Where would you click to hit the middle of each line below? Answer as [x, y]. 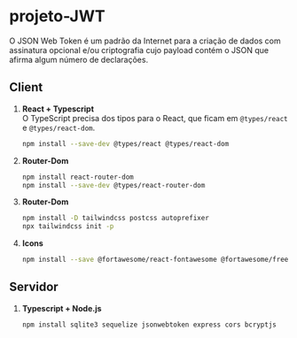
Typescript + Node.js [62, 308]
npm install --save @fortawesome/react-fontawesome [119, 260]
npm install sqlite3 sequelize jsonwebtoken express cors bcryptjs [149, 325]
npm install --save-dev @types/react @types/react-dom [125, 143]
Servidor [34, 287]
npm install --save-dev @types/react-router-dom [113, 185]
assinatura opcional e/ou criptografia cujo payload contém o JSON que [139, 50]
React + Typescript [58, 109]
